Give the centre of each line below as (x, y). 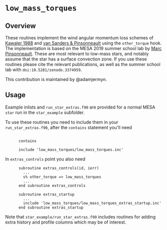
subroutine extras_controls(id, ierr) (59, 168)
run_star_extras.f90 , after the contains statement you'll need (69, 127)
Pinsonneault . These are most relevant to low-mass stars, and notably (77, 54)
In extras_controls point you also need (45, 159)
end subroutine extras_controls (52, 185)
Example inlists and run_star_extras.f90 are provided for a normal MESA (80, 107)
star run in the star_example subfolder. (45, 112)
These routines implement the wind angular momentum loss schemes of (79, 38)
